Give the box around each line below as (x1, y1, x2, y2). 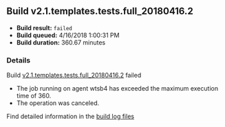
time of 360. (16, 92, 52, 100)
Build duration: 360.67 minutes (16, 38, 106, 47)
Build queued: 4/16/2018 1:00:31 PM (16, 31, 120, 39)
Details (6, 55, 31, 65)
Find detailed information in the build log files (6, 113, 135, 121)
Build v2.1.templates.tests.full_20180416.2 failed (6, 71, 142, 80)
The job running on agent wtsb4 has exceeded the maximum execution (16, 84, 218, 93)
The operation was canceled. (16, 99, 100, 107)
